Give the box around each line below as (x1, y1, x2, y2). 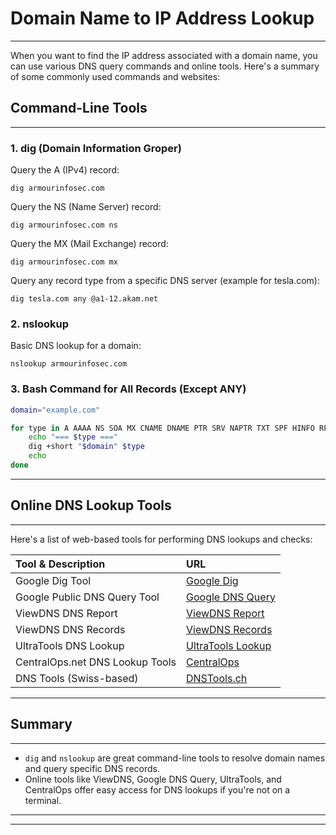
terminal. (24, 794, 62, 806)
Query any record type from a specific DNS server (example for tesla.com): (10, 275, 320, 287)
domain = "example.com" (10, 405, 101, 415)
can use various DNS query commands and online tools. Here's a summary (10, 60, 320, 72)
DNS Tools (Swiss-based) (15, 671, 139, 685)
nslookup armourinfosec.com (10, 359, 128, 369)
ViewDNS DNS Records (15, 622, 126, 636)
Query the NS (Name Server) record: (10, 201, 162, 213)
